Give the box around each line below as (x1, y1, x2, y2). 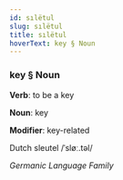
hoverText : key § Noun (9, 38, 96, 48)
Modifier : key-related (9, 125, 90, 135)
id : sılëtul (9, 13, 55, 23)
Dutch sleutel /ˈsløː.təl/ (9, 142, 93, 153)
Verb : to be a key (9, 89, 75, 100)
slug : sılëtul (9, 22, 64, 31)
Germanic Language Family (9, 160, 114, 171)
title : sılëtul (9, 30, 67, 39)
